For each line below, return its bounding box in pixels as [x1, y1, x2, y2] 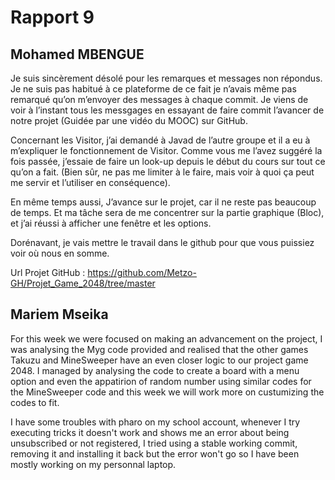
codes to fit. [10, 396, 60, 408]
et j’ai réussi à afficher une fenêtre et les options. [10, 217, 212, 229]
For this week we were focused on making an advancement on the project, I [10, 332, 323, 345]
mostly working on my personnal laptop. [10, 458, 177, 470]
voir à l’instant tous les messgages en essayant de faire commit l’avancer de [10, 104, 325, 116]
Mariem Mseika [10, 306, 109, 323]
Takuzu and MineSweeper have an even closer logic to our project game [10, 354, 309, 366]
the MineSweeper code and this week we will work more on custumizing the [10, 386, 325, 398]
